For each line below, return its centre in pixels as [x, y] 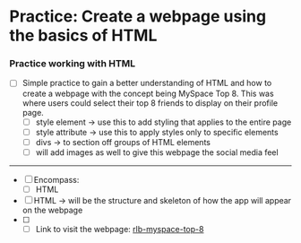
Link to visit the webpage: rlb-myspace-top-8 [120, 229]
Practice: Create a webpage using [138, 17]
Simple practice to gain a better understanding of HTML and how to [147, 83]
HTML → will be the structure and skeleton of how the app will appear [163, 200]
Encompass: [56, 179]
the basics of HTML [83, 35]
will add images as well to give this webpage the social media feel [157, 152]
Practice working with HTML [73, 64]
